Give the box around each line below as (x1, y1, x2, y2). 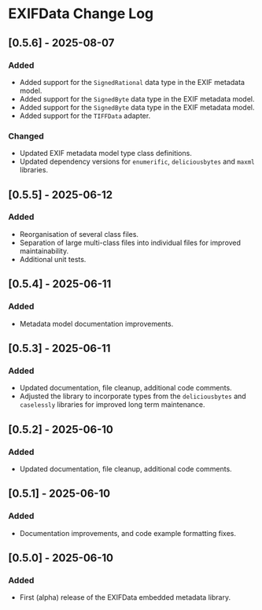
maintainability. (19, 246, 69, 256)
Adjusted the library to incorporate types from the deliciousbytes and (19, 391, 246, 401)
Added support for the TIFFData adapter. (19, 111, 151, 120)
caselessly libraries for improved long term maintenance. (19, 400, 205, 409)
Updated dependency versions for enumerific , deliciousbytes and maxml (19, 157, 255, 166)
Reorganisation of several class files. (19, 229, 139, 238)
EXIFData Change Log (8, 5, 154, 23)
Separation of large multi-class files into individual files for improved (19, 238, 242, 247)
